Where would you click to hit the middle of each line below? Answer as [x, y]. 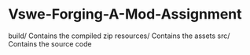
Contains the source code [50, 43]
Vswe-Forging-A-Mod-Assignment [125, 14]
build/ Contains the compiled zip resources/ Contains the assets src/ [119, 36]
